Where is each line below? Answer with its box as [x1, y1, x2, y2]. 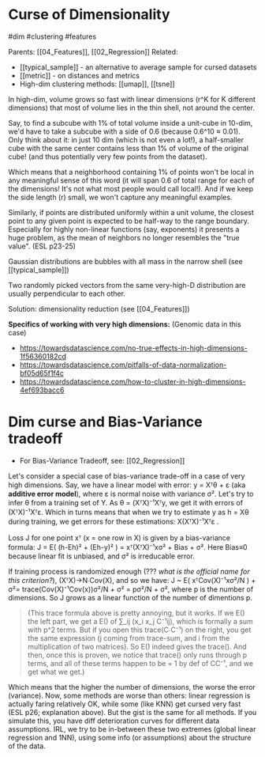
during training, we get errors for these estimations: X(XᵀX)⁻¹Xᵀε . [8, 517, 219, 526]
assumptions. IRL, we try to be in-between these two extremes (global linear [8, 724, 256, 733]
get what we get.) [27, 667, 85, 676]
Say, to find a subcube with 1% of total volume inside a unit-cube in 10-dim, [8, 118, 253, 127]
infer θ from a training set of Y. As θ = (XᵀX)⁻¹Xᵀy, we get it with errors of [8, 498, 243, 507]
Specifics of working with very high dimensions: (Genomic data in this [8, 319, 242, 329]
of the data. [8, 741, 46, 751]
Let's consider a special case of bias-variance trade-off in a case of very [8, 471, 245, 480]
